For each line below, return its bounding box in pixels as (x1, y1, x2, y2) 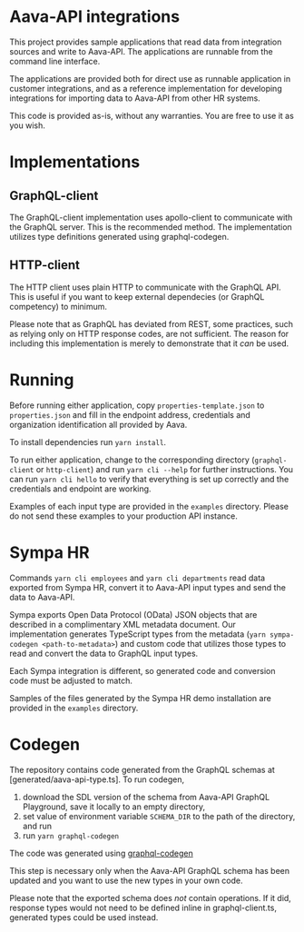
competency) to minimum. (9, 301, 107, 312)
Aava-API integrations (9, 6, 180, 27)
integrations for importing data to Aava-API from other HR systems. (9, 93, 260, 104)
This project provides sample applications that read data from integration (9, 36, 282, 47)
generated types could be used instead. (9, 911, 159, 923)
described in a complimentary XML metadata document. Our (9, 619, 236, 630)
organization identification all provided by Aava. (9, 419, 188, 430)
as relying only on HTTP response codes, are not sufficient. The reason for (9, 328, 289, 339)
